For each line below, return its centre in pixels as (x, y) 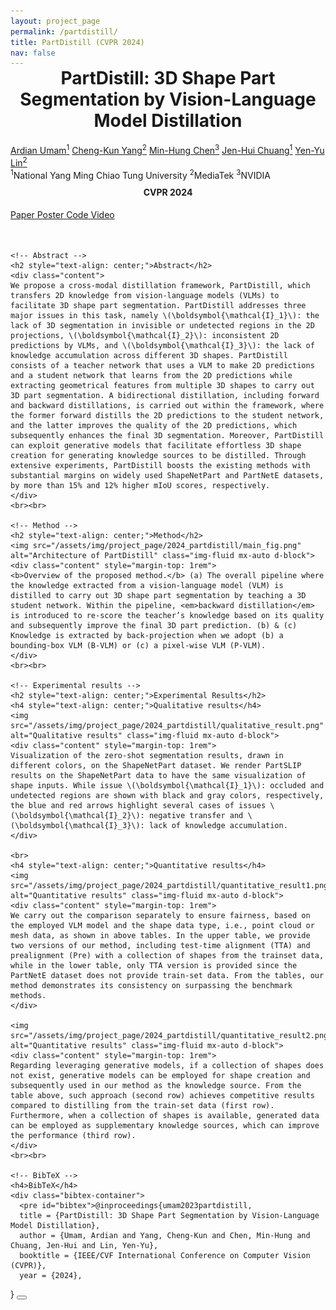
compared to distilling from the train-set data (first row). (142, 1105)
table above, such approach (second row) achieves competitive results (162, 1095)
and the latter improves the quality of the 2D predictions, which (154, 425)
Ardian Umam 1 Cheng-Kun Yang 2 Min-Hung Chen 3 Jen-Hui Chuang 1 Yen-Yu (167, 149)
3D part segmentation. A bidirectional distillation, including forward (165, 395)
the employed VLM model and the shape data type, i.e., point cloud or (162, 925)
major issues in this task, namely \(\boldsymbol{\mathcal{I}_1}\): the (165, 315)
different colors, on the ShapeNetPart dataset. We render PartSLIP (156, 765)
